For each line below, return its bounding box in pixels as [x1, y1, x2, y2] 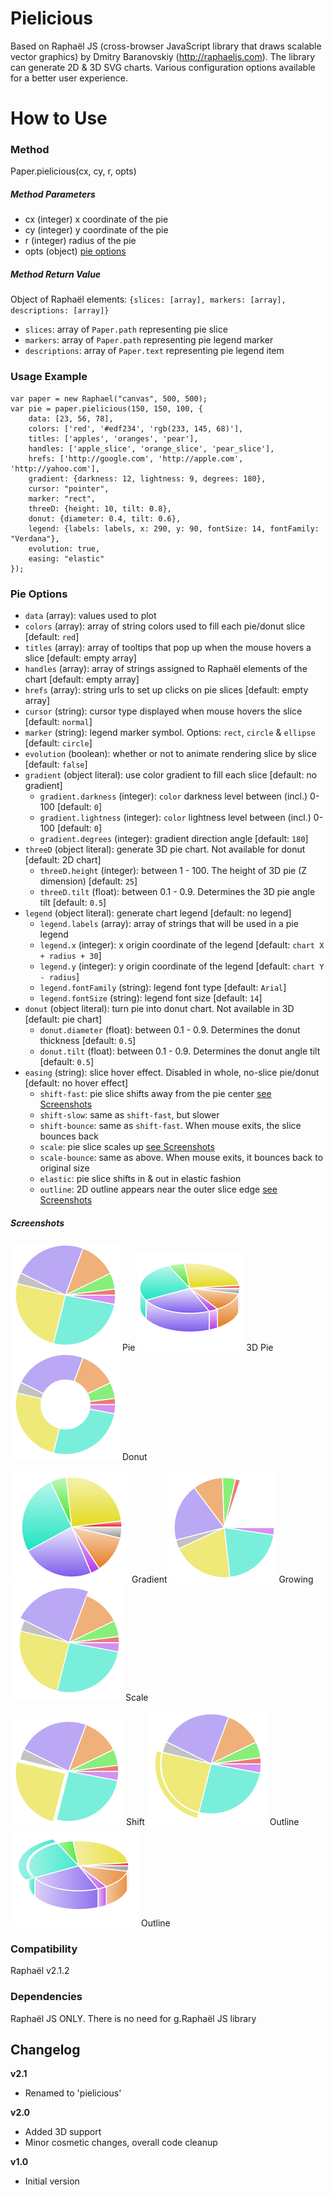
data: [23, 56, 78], [28, 413, 114, 424]
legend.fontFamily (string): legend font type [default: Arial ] [39, 981, 287, 993]
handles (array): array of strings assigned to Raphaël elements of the [24, 662, 308, 674]
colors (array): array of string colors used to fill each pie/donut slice [24, 620, 306, 632]
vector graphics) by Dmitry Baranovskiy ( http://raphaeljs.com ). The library [10, 50, 316, 62]
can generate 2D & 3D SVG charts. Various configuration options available [10, 61, 316, 73]
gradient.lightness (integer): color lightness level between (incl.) [39, 811, 312, 823]
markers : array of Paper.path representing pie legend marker [24, 334, 274, 346]
